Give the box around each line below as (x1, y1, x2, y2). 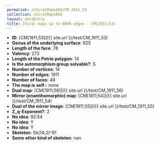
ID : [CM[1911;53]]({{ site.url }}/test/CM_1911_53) (11, 35, 108, 41)
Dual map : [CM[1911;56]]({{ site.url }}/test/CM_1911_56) (11, 87, 124, 93)
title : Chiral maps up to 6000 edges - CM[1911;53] (6, 21, 116, 26)
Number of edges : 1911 (11, 72, 59, 77)
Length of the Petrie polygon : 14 (11, 56, 79, 62)
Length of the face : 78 (11, 45, 58, 51)
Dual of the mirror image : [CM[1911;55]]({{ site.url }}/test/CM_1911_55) (11, 103, 155, 109)
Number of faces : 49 (11, 77, 55, 83)
